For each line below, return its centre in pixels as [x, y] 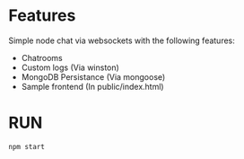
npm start [27, 146]
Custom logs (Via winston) [70, 67]
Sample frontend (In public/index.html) [92, 86]
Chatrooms [42, 57]
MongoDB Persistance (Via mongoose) [93, 76]
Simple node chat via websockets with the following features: [122, 40]
